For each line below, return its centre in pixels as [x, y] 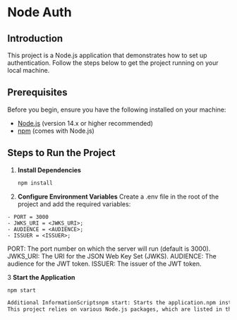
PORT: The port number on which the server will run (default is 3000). [109, 249]
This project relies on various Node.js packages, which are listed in [115, 309]
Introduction [35, 38]
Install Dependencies [49, 170]
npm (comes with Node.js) [56, 131]
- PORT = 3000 [28, 217]
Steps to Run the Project [62, 153]
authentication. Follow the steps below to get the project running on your [113, 63]
